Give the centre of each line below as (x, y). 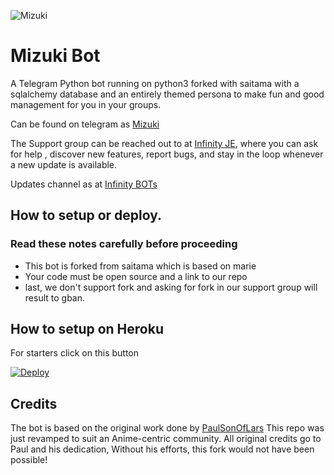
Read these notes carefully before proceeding (124, 244)
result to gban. (55, 297)
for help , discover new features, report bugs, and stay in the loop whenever (167, 154)
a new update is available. (64, 164)
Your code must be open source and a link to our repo (136, 276)
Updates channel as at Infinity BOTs (84, 184)
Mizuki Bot (55, 56)
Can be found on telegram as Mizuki (85, 124)
